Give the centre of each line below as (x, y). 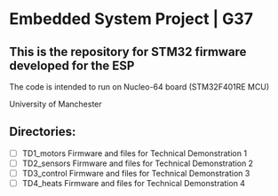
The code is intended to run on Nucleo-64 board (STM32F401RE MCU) (139, 87)
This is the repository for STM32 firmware (128, 52)
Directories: (43, 132)
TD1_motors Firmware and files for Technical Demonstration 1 (134, 153)
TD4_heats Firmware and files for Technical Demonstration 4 (134, 183)
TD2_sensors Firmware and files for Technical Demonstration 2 (138, 163)
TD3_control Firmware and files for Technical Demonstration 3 (136, 173)
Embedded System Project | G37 (131, 19)
